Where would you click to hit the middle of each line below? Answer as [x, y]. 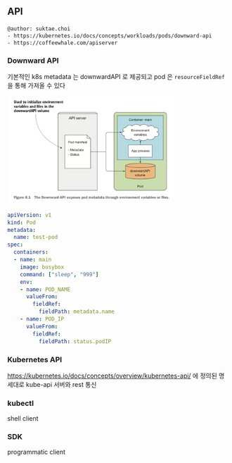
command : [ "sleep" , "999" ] [59, 274]
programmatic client [36, 452]
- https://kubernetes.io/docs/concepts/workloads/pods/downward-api [110, 36]
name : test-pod [36, 237]
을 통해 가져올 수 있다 [36, 86]
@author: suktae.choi [39, 29]
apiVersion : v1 [30, 215]
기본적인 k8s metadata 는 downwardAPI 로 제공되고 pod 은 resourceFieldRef [116, 77]
